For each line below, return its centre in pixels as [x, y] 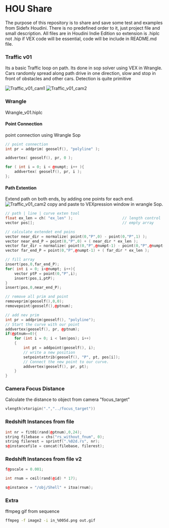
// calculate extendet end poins [40, 232]
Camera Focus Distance [35, 389]
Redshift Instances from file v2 [44, 459]
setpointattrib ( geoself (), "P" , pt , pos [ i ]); [72, 357]
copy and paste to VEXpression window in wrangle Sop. [105, 204]
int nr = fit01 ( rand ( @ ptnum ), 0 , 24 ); [44, 432]
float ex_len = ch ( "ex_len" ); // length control [83, 218]
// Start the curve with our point [43, 325]
